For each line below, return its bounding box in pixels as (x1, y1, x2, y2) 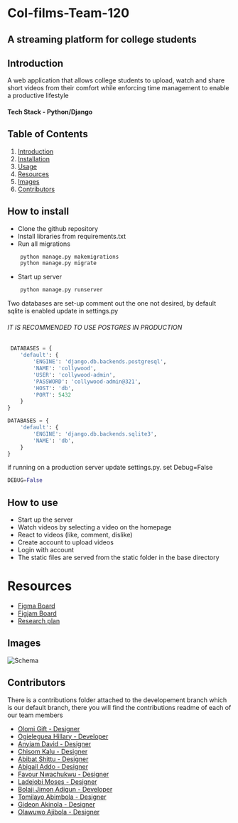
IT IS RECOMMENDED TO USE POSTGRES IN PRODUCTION (7, 323, 183, 331)
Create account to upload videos (17, 538, 114, 547)
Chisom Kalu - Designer (17, 747, 88, 755)
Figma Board (17, 602, 55, 610)
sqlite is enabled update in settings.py (7, 307, 119, 316)
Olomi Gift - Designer (17, 724, 80, 733)
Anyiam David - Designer (17, 739, 92, 748)
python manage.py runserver (20, 286, 103, 294)
